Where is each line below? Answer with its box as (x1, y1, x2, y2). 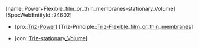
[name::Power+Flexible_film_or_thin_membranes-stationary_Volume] (5, 5, 176, 12)
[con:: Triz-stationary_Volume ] (14, 35, 88, 41)
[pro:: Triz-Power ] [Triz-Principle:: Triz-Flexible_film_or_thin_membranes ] (14, 23, 194, 30)
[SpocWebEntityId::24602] (5, 11, 72, 19)
